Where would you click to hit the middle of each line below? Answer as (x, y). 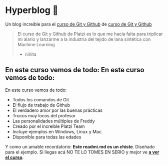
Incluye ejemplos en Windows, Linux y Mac (57, 131)
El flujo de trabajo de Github (41, 105)
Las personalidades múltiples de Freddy (53, 121)
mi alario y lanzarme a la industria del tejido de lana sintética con (84, 39)
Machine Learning (36, 44)
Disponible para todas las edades (47, 137)
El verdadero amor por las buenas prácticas (57, 110)
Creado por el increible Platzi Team (48, 126)
